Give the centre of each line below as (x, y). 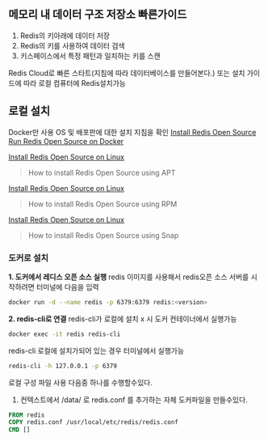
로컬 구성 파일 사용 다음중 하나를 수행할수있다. (81, 382)
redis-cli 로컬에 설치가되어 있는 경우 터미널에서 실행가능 (96, 350)
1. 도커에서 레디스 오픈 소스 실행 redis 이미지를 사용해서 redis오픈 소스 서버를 (129, 277)
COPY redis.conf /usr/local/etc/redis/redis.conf (94, 422)
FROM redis (27, 415)
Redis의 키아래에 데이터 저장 (65, 36)
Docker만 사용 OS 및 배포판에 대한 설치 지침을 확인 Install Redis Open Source (132, 132)
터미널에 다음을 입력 (67, 286)
